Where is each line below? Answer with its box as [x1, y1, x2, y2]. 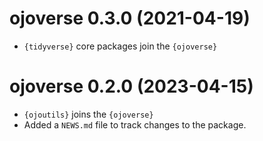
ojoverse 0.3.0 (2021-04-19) [9, 7, 251, 30]
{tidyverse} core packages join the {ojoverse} [23, 40, 218, 52]
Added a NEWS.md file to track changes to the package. [23, 118, 247, 131]
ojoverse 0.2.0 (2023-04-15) [9, 75, 254, 98]
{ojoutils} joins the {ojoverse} [23, 108, 154, 120]
